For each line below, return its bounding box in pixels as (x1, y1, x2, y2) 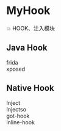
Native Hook (6, 83, 54, 93)
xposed (6, 65, 26, 73)
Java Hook (6, 43, 48, 53)
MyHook (6, 4, 51, 18)
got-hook (6, 112, 30, 119)
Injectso (6, 105, 26, 113)
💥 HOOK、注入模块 (6, 24, 55, 32)
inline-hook (6, 118, 35, 126)
